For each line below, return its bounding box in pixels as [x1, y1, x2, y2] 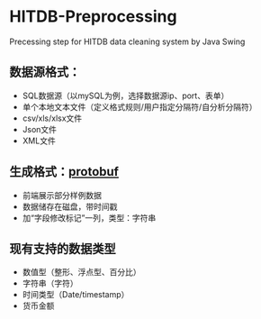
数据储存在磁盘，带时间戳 [22, 201, 118, 212]
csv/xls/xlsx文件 [22, 113, 83, 123]
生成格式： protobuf [9, 164, 120, 179]
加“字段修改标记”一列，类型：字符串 [22, 212, 157, 223]
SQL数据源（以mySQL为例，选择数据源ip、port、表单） [22, 90, 229, 101]
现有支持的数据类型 [9, 241, 116, 256]
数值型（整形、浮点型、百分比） [22, 267, 141, 278]
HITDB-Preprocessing [9, 6, 177, 27]
